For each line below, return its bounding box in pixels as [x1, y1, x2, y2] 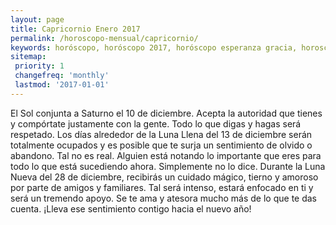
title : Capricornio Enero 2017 [10, 24, 141, 34]
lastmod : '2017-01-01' [14, 80, 110, 90]
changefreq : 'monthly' [14, 71, 110, 81]
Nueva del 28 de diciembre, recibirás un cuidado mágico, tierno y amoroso [10, 171, 319, 183]
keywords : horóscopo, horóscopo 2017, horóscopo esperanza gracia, [10, 42, 298, 53]
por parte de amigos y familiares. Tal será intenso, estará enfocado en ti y [10, 181, 314, 193]
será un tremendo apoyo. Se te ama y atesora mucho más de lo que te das [10, 192, 317, 204]
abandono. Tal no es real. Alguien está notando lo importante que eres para [10, 149, 322, 161]
